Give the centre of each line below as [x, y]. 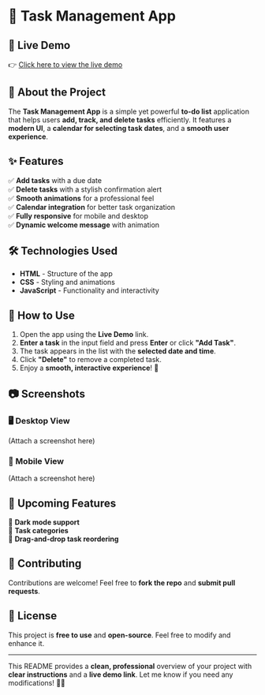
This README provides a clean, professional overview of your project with [130, 666]
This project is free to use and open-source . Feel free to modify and [119, 635]
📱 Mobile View [36, 461]
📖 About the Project [57, 93]
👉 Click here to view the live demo [65, 65]
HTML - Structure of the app [66, 274]
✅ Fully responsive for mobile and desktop [78, 215]
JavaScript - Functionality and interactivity [89, 290]
